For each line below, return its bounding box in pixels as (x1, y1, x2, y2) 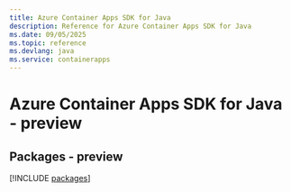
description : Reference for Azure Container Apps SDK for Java (9, 22, 252, 31)
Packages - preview (9, 149, 123, 164)
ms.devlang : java (9, 47, 75, 56)
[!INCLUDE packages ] (9, 173, 91, 183)
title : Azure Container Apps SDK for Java (9, 13, 171, 23)
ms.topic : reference (9, 38, 87, 48)
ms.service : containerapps (9, 55, 111, 64)
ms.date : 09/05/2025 (9, 30, 87, 39)
